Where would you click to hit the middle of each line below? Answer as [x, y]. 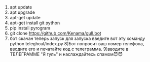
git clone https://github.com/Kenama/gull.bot [55, 33]
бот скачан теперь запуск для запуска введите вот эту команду [77, 38]
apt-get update [25, 17]
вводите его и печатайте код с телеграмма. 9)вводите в [69, 49]
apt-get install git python [35, 23]
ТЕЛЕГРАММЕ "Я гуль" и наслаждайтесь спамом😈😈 [66, 54]
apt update [21, 7]
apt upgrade [22, 12]
